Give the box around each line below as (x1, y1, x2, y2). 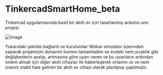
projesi (5, 24, 19, 30)
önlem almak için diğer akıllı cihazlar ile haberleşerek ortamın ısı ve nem (5, 59, 150, 65)
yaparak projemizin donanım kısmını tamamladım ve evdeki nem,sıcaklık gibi (5, 49, 159, 55)
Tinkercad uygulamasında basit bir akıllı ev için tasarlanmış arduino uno (5, 19, 149, 25)
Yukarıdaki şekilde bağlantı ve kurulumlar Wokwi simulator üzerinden (5, 43, 144, 49)
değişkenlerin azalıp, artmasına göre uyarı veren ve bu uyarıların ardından (5, 54, 153, 59)
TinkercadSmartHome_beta (5, 3, 120, 15)
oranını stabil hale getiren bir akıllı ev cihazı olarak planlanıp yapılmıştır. (5, 64, 148, 70)
